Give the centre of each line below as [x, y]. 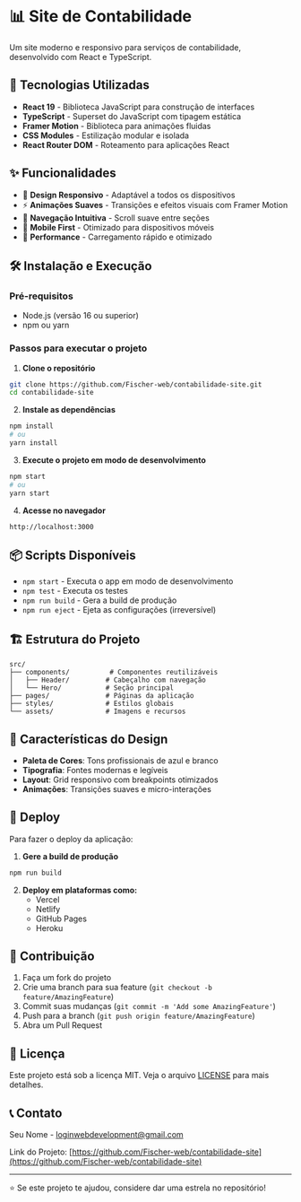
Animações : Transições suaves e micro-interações [117, 788]
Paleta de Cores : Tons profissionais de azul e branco [120, 760]
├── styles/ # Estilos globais [92, 704]
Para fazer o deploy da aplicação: [71, 839]
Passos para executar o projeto [78, 348]
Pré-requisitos [41, 296]
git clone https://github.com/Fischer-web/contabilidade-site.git [136, 384]
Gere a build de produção [70, 856]
